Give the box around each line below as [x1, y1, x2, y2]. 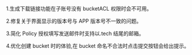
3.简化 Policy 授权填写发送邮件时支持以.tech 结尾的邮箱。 [6, 30, 145, 37]
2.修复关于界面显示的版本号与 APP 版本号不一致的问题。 [6, 18, 142, 25]
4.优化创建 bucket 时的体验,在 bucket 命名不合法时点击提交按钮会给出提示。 [6, 43, 190, 49]
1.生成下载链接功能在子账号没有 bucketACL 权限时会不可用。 [6, 5, 152, 12]
